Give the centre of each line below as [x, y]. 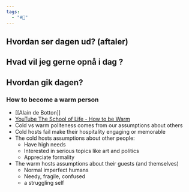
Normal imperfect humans [56, 170]
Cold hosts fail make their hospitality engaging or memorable [90, 131]
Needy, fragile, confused [55, 176]
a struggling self [44, 182]
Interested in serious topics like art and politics [81, 151]
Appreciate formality [49, 157]
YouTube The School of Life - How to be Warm [73, 119]
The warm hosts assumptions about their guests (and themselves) [97, 163]
